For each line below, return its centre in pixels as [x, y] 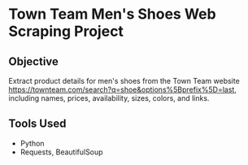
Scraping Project [66, 31]
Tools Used [37, 124]
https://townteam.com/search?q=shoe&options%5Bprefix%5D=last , [123, 89]
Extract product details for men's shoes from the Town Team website [124, 81]
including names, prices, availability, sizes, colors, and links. [109, 98]
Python [32, 143]
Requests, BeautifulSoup [61, 152]
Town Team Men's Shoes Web [113, 14]
